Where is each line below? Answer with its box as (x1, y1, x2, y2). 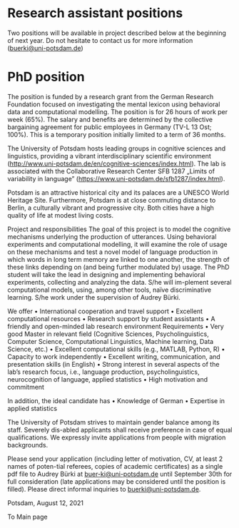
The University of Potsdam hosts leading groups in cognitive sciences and (7, 144, 226, 153)
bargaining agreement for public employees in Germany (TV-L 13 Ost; (7, 123, 212, 131)
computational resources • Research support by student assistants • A (7, 314, 215, 323)
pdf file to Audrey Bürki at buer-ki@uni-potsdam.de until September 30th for (7, 469, 233, 478)
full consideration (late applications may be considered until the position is (7, 477, 226, 486)
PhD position (7, 69, 85, 85)
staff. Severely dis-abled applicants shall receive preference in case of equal (7, 425, 233, 434)
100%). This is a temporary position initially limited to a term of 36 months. (7, 130, 226, 138)
